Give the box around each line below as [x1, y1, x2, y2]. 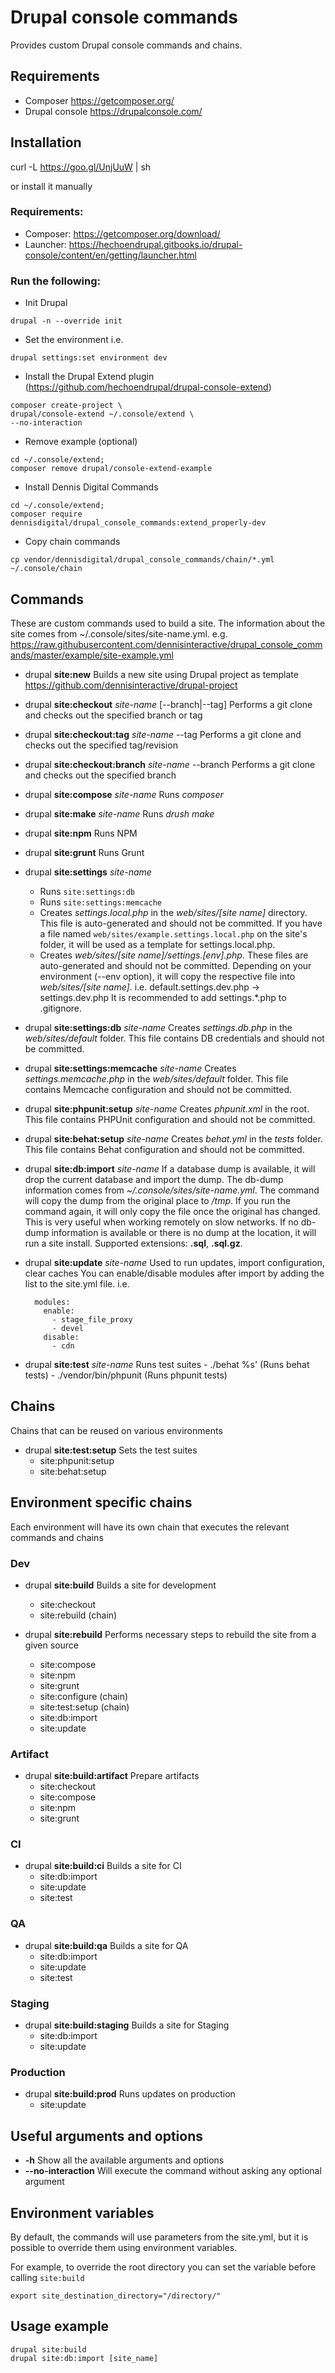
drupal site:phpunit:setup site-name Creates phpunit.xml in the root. [24, 1102, 310, 1115]
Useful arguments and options [10, 2127, 204, 2145]
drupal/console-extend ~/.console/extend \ [10, 409, 195, 420]
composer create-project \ [10, 401, 123, 411]
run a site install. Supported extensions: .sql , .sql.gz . [24, 1237, 243, 1249]
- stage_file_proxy [51, 1314, 133, 1325]
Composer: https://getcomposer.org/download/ [24, 227, 221, 240]
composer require [10, 509, 83, 520]
